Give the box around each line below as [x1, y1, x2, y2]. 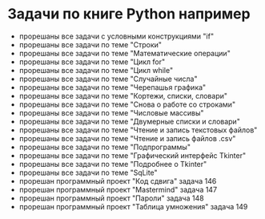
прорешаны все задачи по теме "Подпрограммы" [18, 142, 191, 152]
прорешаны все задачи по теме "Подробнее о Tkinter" [18, 159, 207, 168]
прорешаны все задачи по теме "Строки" [18, 39, 162, 49]
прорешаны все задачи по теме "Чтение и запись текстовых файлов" [18, 125, 258, 135]
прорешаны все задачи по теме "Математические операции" [18, 48, 231, 58]
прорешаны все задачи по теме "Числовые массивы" [18, 107, 205, 117]
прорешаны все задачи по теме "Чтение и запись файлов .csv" [18, 133, 236, 143]
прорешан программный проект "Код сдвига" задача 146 [18, 176, 217, 185]
